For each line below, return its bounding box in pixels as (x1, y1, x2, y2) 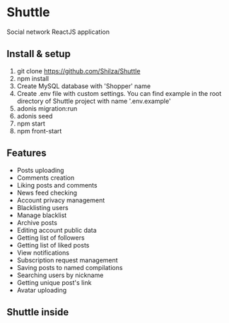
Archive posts (16, 218, 58, 226)
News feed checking (16, 188, 78, 197)
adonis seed (16, 111, 53, 120)
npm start (16, 119, 45, 128)
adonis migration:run (16, 104, 78, 113)
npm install (16, 74, 49, 83)
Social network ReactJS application (6, 28, 110, 36)
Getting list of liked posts (16, 240, 90, 249)
